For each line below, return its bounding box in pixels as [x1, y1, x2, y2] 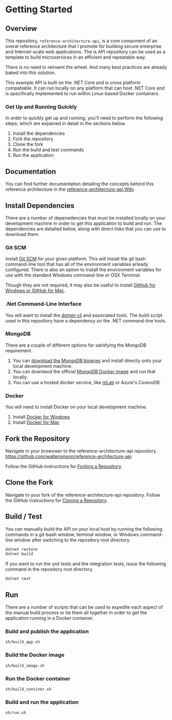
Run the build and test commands [12, 147, 84, 153]
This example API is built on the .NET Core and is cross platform [5, 80, 141, 85]
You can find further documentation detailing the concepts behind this [5, 181, 154, 187]
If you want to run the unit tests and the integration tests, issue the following [5, 561, 166, 567]
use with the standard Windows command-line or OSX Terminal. [5, 272, 141, 278]
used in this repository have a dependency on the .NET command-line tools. [5, 317, 167, 323]
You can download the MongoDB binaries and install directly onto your [12, 357, 162, 364]
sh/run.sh [5, 710, 27, 715]
